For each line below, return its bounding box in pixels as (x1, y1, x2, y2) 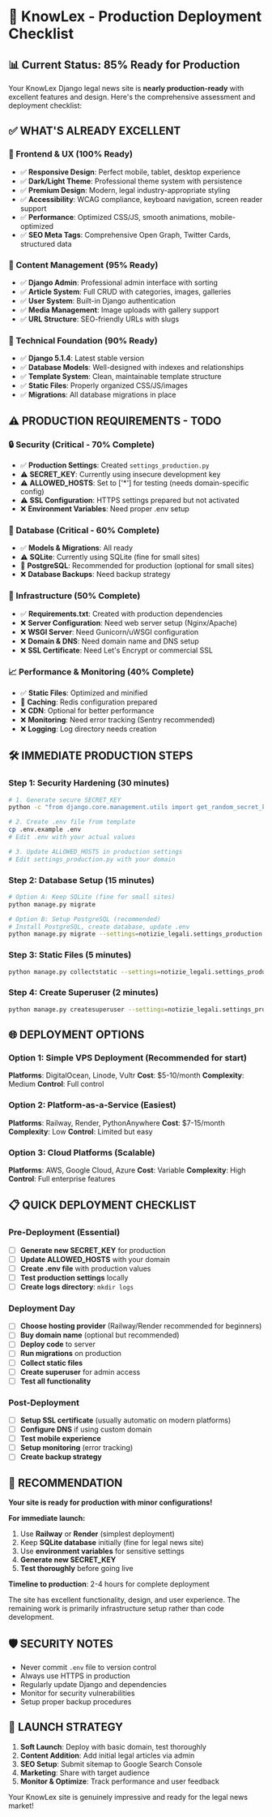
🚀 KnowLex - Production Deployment (8, 7, 261, 26)
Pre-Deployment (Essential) (8, 1227, 121, 1238)
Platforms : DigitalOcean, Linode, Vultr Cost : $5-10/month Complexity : (8, 1070, 244, 1080)
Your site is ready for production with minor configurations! (8, 1497, 213, 1508)
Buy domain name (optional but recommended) (19, 1330, 180, 1340)
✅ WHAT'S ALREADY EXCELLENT (8, 124, 181, 138)
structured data (19, 239, 72, 248)
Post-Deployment (8, 1397, 79, 1408)
